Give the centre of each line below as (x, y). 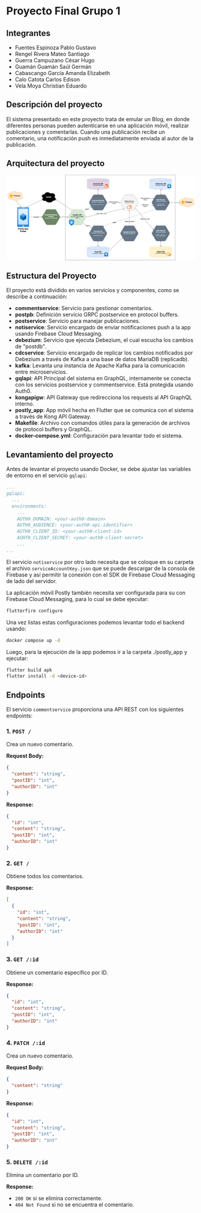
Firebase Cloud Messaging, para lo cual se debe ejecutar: (77, 599)
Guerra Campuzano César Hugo (55, 60)
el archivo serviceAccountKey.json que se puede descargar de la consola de (100, 568)
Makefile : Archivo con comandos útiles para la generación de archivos (102, 423)
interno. (25, 404)
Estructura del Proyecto (52, 276)
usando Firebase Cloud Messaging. (59, 334)
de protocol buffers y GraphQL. (53, 430)
